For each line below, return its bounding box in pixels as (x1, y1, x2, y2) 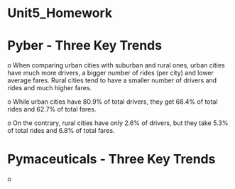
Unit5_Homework (7, 5, 113, 21)
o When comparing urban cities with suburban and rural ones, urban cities (7, 61, 225, 70)
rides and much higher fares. (7, 84, 92, 92)
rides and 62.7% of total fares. (7, 105, 97, 114)
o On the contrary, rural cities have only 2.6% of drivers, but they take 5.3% (7, 119, 229, 127)
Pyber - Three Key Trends (7, 38, 162, 54)
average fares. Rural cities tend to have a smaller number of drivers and (7, 76, 217, 85)
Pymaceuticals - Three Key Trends (7, 151, 216, 168)
